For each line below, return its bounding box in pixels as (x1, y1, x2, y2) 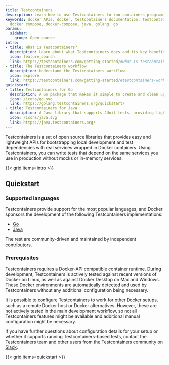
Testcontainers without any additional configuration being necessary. (5, 287, 149, 293)
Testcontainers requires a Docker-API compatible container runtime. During (5, 266, 162, 272)
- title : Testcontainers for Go (5, 87, 73, 92)
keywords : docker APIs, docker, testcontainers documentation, (5, 17, 141, 22)
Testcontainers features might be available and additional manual (5, 313, 140, 319)
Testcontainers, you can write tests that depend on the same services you (5, 150, 159, 156)
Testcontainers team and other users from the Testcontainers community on (5, 339, 163, 345)
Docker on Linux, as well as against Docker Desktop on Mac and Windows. (5, 276, 160, 282)
